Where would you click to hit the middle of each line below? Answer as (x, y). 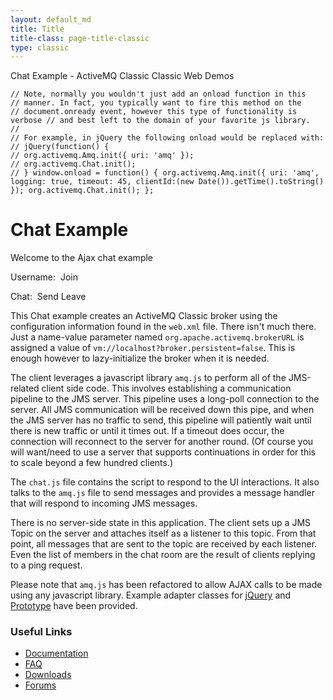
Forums (40, 685)
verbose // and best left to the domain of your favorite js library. (160, 121)
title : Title (37, 29)
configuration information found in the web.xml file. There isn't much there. (163, 327)
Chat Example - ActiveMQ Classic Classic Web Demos (122, 76)
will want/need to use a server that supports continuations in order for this (163, 452)
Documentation (56, 653)
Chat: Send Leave (48, 297)
